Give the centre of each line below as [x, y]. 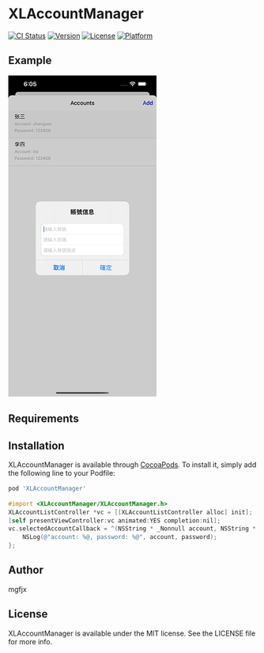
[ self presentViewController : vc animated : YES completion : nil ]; [115, 520]
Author [26, 570]
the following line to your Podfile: [62, 473]
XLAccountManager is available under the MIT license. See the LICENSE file [132, 633]
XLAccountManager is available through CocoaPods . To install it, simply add [132, 465]
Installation [36, 445]
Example [30, 61]
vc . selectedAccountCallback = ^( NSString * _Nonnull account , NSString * [132, 529]
